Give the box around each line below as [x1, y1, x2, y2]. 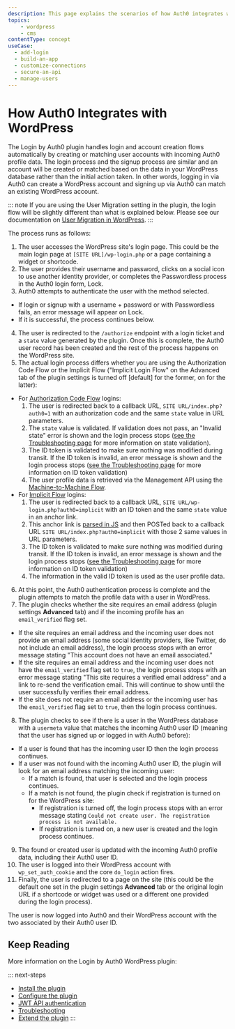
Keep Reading [8, 938, 70, 950]
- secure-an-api [14, 68, 61, 75]
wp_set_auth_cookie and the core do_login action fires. [17, 868, 175, 876]
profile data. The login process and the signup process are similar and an [8, 158, 218, 166]
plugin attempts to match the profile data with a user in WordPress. [17, 593, 211, 602]
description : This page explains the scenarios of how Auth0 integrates [8, 10, 224, 17]
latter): [17, 381, 38, 389]
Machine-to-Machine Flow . [28, 483, 107, 491]
